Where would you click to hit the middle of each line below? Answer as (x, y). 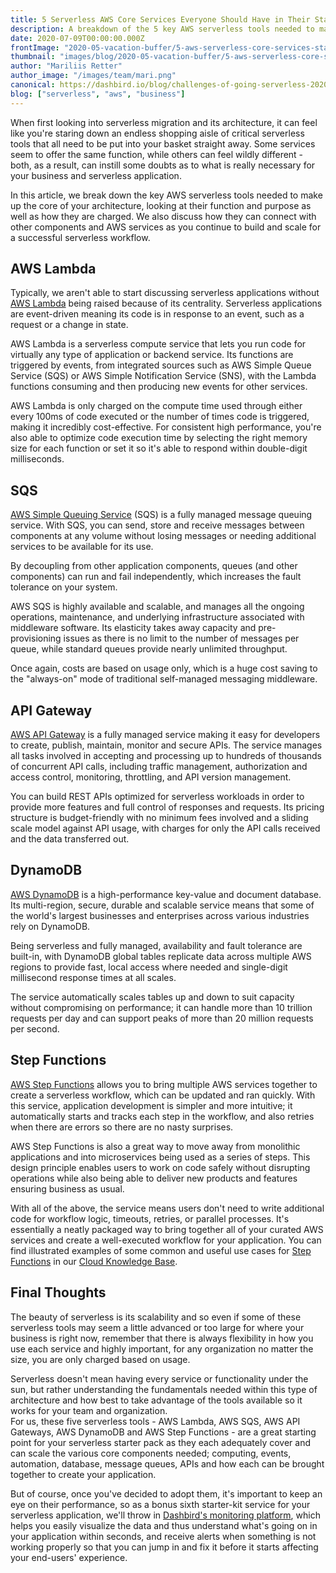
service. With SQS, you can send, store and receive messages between (157, 525)
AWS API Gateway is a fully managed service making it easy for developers (165, 735)
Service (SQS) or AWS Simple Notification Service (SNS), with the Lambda (163, 376)
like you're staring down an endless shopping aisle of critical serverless (157, 133)
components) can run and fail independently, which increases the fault (156, 577)
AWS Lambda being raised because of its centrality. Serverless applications (166, 303)
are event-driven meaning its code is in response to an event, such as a (157, 314)
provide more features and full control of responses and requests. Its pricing (167, 807)
